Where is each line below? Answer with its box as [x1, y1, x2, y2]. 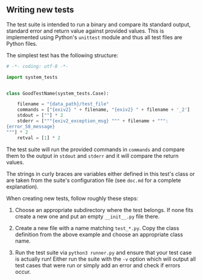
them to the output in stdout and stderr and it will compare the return [6, 152, 179, 159]
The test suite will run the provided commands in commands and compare [6, 146, 185, 153]
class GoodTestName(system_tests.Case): [6, 90, 110, 96]
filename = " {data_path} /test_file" [17, 101, 110, 107]
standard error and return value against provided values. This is [6, 27, 165, 34]
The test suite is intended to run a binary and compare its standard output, [6, 20, 191, 28]
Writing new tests [6, 5, 74, 15]
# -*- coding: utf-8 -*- [6, 63, 69, 69]
